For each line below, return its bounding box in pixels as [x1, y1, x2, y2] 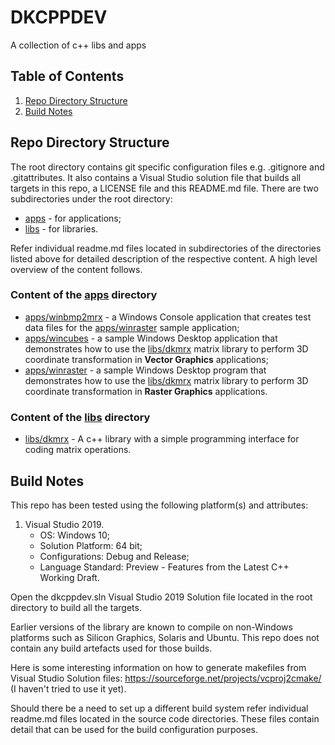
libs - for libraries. [24, 222, 99, 235]
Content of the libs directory [10, 410, 151, 424]
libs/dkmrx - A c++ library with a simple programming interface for [24, 433, 300, 445]
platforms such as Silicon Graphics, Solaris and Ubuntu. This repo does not [10, 631, 320, 643]
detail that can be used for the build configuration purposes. [10, 723, 258, 735]
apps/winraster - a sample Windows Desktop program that [24, 364, 267, 376]
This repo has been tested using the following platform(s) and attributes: [10, 499, 309, 511]
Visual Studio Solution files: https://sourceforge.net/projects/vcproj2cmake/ [10, 672, 322, 684]
